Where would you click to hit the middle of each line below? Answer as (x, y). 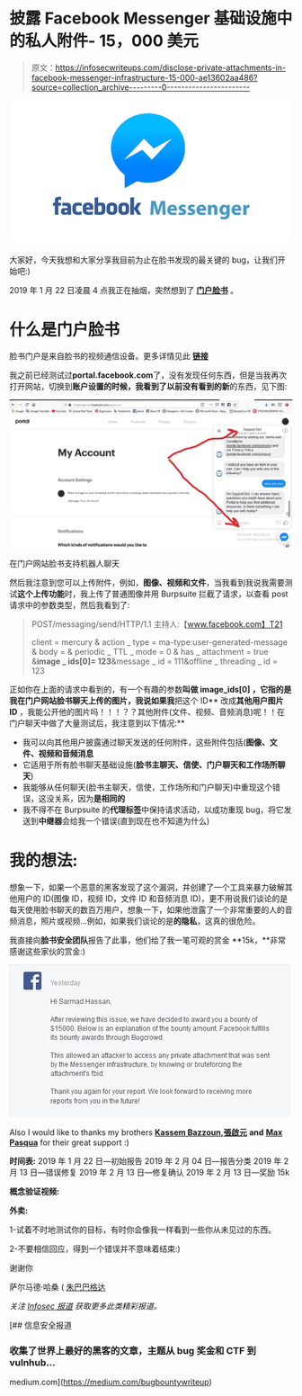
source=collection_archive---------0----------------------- (140, 87)
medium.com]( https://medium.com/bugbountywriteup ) (111, 1383)
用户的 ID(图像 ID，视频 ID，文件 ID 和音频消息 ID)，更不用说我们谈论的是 (152, 898)
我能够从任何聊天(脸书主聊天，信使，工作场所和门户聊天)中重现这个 (147, 787)
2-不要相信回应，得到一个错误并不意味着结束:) (95, 1248)
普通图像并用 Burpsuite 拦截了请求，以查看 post (200, 594)
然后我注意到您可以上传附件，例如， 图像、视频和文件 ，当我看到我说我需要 (147, 582)
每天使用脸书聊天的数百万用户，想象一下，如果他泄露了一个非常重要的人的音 (151, 909)
